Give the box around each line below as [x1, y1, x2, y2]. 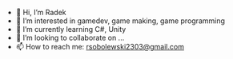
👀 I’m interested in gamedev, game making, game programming [15, 16, 226, 26]
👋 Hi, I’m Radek [15, 8, 66, 17]
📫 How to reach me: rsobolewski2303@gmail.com [15, 42, 184, 51]
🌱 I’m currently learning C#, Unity [15, 25, 127, 33]
